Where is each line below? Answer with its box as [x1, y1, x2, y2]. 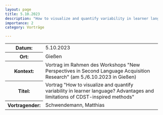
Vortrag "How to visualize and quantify [45, 81, 133, 88]
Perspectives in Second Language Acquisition [45, 67, 150, 74]
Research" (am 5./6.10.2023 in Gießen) [45, 73, 137, 80]
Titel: [18, 87, 30, 94]
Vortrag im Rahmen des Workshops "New [45, 61, 140, 68]
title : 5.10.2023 [5, 12, 40, 16]
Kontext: [14, 68, 34, 74]
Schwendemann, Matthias [45, 101, 105, 108]
